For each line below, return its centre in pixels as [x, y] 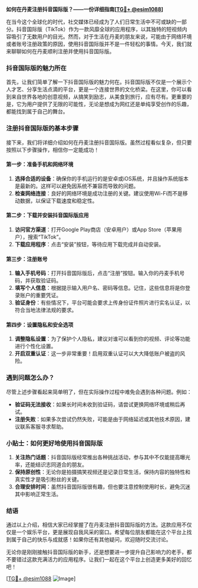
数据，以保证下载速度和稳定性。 [59, 201]
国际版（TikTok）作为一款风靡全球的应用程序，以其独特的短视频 [104, 29]
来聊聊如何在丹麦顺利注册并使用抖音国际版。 [60, 51]
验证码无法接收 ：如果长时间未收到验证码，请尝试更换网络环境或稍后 [97, 404]
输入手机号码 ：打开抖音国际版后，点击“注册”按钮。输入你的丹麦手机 [97, 273]
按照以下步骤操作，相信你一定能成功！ [52, 149]
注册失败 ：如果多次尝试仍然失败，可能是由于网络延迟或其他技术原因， [100, 419]
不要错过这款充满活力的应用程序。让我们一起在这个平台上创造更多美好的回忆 [99, 560]
